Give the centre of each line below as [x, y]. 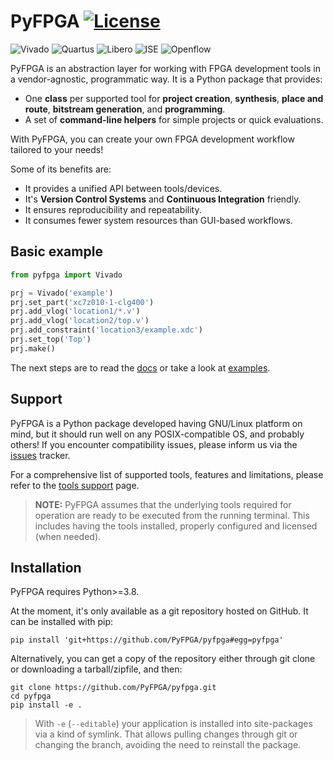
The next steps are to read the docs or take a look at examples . [140, 367]
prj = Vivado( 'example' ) [62, 293]
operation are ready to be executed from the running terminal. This [172, 515]
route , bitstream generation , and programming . [125, 109]
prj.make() [33, 348]
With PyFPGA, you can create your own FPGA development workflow [152, 139]
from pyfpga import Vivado [66, 275]
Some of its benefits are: [61, 169]
